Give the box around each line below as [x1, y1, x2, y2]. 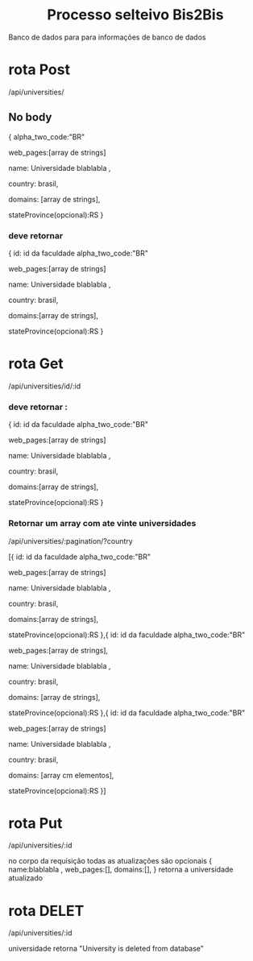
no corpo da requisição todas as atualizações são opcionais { [8, 856, 213, 866]
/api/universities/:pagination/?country [8, 536, 133, 545]
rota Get [8, 354, 64, 373]
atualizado [8, 873, 43, 883]
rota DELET [8, 901, 85, 920]
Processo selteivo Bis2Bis [47, 6, 224, 24]
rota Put [8, 814, 63, 832]
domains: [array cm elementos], [8, 770, 114, 780]
